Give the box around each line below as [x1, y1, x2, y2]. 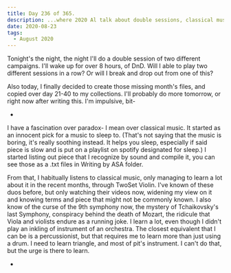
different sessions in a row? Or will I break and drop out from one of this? [7, 69, 214, 78]
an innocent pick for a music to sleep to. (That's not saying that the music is [7, 131, 222, 140]
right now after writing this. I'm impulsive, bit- [7, 97, 136, 105]
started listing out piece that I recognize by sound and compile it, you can [7, 153, 215, 162]
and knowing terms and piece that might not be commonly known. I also [7, 195, 212, 204]
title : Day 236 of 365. [7, 10, 76, 17]
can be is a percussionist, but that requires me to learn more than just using [7, 232, 221, 241]
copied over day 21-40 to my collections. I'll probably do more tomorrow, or [7, 90, 221, 98]
